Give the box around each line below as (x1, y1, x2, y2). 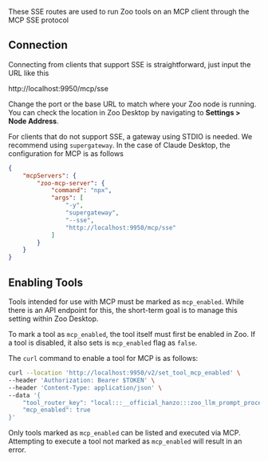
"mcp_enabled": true (22, 406, 91, 415)
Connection (8, 38, 68, 52)
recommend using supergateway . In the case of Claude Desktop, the (8, 140, 231, 150)
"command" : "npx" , (50, 186, 112, 194)
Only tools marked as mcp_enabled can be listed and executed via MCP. (8, 428, 241, 438)
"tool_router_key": (22, 399, 88, 407)
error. (8, 445, 26, 455)
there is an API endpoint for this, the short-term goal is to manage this (8, 306, 238, 315)
